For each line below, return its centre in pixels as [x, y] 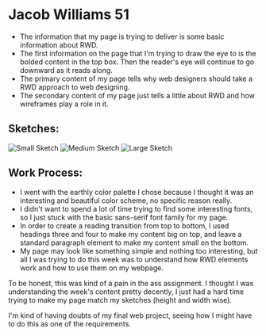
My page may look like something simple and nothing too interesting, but [139, 250]
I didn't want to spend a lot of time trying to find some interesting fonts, [136, 208]
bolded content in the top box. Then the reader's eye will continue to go [137, 62]
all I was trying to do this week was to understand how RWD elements [134, 259]
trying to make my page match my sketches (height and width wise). [120, 300]
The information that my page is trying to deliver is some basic [122, 36]
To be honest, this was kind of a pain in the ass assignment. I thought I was [131, 283]
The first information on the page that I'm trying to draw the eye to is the [138, 53]
